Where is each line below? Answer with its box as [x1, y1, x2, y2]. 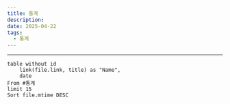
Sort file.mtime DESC [7, 92, 69, 99]
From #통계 [7, 80, 36, 87]
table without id [7, 61, 57, 68]
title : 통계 [7, 10, 39, 17]
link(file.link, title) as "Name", [19, 66, 121, 74]
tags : [7, 29, 23, 36]
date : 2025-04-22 [7, 23, 57, 29]
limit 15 [7, 86, 32, 93]
